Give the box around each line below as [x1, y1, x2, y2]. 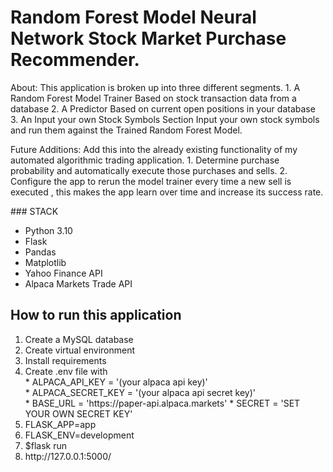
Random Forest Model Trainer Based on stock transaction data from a [10, 92, 297, 104]
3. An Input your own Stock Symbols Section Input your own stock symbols [10, 113, 320, 125]
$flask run [24, 439, 68, 451]
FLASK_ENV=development [24, 429, 135, 441]
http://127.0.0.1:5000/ [24, 450, 112, 462]
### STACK [10, 205, 59, 217]
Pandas [24, 246, 57, 258]
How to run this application [10, 307, 182, 324]
